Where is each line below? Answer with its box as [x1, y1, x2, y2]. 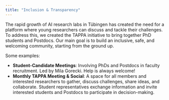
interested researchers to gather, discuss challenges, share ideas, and [12, 78, 160, 84]
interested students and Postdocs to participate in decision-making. [12, 89, 155, 95]
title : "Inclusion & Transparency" [5, 7, 81, 13]
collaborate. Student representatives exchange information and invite [12, 84, 157, 90]
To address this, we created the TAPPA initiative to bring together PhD [5, 32, 151, 38]
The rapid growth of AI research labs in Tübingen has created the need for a [5, 21, 164, 27]
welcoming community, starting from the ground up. [5, 42, 114, 48]
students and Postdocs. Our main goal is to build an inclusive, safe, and [5, 37, 155, 43]
